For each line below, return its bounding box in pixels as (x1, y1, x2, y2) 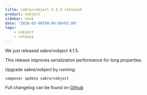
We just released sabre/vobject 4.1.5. (5, 47, 79, 54)
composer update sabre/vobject (5, 76, 69, 81)
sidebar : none (5, 16, 34, 21)
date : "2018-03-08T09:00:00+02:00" (5, 20, 78, 26)
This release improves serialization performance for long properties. (5, 57, 143, 63)
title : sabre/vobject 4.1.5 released (5, 7, 82, 12)
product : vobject (5, 12, 41, 17)
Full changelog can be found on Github (5, 84, 84, 90)
